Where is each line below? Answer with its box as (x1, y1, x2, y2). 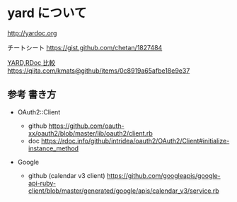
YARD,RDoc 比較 (7, 58, 56, 66)
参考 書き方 (7, 88, 57, 101)
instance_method (28, 144, 79, 153)
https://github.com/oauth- (48, 121, 125, 130)
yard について (7, 5, 87, 21)
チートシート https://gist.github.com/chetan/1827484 (7, 43, 163, 52)
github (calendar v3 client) (28, 171, 105, 179)
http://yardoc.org (7, 28, 57, 37)
